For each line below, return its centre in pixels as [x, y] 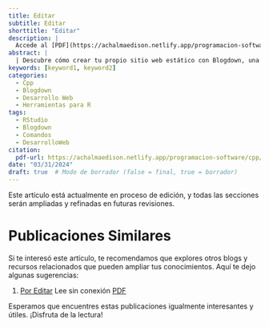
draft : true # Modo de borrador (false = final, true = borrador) [123, 172]
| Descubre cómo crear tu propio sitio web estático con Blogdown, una [138, 61]
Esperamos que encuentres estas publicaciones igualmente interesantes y [131, 306]
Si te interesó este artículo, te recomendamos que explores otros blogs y [128, 258]
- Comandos [34, 135]
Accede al [32, 46]
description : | [34, 38]
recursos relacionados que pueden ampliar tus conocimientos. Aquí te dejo [132, 266]
